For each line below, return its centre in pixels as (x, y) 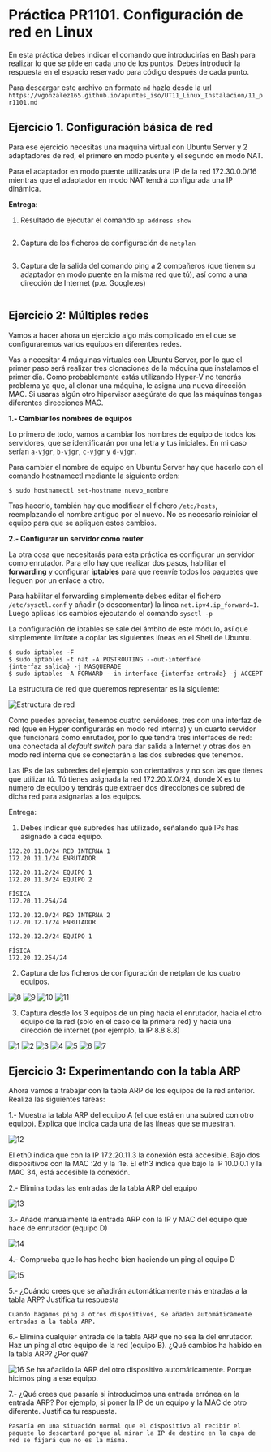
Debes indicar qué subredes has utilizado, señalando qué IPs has (129, 827)
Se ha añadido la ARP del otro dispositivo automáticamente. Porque (138, 1370)
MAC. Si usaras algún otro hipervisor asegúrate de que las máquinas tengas (135, 394)
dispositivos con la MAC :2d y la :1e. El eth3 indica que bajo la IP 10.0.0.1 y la (135, 1164)
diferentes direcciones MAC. (56, 403)
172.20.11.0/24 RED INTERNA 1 (60, 851)
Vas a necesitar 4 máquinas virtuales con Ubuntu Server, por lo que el (125, 360)
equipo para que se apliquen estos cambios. (82, 523)
